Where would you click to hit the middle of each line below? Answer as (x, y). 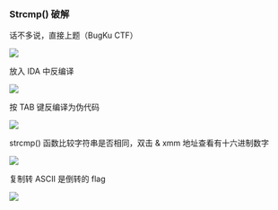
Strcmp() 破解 (39, 13)
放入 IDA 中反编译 (42, 71)
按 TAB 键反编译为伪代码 (55, 107)
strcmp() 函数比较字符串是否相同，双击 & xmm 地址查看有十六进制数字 (139, 143)
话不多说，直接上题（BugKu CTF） (74, 35)
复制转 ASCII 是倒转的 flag (57, 179)
